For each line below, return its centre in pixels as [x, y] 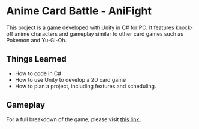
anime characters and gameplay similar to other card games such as [99, 33]
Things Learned [37, 59]
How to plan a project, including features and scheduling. [85, 86]
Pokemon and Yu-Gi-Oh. [37, 40]
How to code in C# [38, 73]
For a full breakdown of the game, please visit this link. [73, 119]
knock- [184, 27]
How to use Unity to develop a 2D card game [70, 79]
